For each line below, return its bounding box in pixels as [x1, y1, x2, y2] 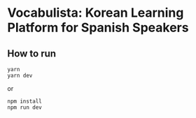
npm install [7, 98, 42, 105]
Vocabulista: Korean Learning [7, 5, 184, 21]
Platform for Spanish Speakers [7, 20, 189, 36]
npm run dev [7, 104, 42, 111]
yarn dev [7, 72, 33, 79]
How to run [7, 47, 57, 59]
